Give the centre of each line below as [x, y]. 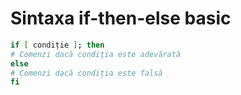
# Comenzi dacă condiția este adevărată [96, 54]
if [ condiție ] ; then [57, 45]
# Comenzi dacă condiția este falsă [86, 73]
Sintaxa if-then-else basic [121, 18]
